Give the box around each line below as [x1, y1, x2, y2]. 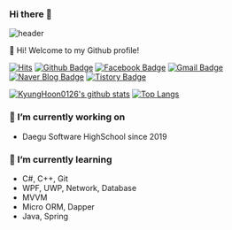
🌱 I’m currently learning [9, 153, 112, 165]
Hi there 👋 [9, 8, 53, 20]
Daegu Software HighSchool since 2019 [21, 131, 167, 142]
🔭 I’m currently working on [9, 111, 126, 123]
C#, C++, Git [21, 172, 68, 184]
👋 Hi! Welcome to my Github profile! [9, 45, 140, 56]
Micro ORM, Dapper [21, 201, 96, 211]
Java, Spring [21, 211, 69, 221]
